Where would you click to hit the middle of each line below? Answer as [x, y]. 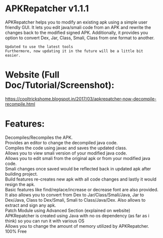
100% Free [16, 231]
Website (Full [32, 75]
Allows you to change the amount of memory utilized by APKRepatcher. [77, 226]
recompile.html [20, 104]
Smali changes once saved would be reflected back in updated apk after [78, 169]
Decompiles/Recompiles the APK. [39, 137]
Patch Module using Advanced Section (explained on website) [68, 210]
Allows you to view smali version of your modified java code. [66, 153]
